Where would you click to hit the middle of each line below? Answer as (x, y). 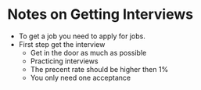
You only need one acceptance (80, 77)
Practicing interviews (64, 61)
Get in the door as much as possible (88, 52)
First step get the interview (62, 44)
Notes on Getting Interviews (100, 14)
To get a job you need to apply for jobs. (82, 36)
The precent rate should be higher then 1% (99, 69)
